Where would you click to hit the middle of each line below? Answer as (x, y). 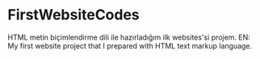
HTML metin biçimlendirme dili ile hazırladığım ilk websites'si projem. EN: (129, 37)
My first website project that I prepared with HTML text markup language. (130, 45)
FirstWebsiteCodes (74, 15)
